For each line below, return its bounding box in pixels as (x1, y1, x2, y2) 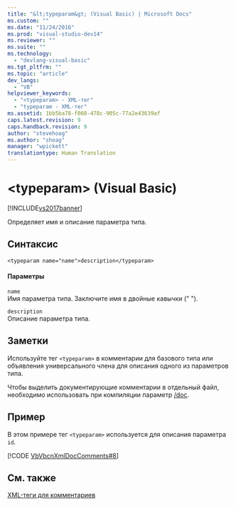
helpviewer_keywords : (7, 90, 72, 97)
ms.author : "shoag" (7, 136, 65, 143)
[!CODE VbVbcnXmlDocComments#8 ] (7, 451, 119, 460)
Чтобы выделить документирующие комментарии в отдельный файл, (7, 383, 220, 391)
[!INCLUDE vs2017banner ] (7, 204, 83, 212)
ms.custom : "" (7, 17, 50, 24)
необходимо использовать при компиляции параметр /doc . (7, 390, 190, 399)
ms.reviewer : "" (7, 37, 55, 44)
